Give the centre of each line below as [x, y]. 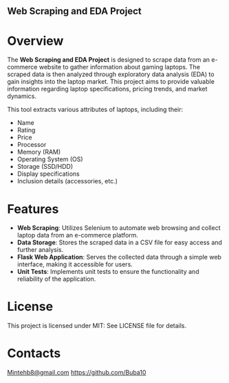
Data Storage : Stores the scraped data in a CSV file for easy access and [119, 242]
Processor [32, 145]
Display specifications [48, 174]
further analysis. [40, 250]
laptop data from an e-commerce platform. [78, 235]
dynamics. [22, 96]
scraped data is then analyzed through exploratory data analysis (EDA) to [111, 74]
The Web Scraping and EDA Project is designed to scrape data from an [109, 60]
